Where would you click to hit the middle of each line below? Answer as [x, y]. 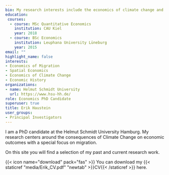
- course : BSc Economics [36, 38]
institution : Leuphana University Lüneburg [61, 43]
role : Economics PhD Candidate [38, 99]
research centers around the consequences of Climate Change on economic [85, 137]
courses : [17, 19]
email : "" [16, 52]
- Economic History [26, 80]
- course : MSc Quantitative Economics [51, 24]
